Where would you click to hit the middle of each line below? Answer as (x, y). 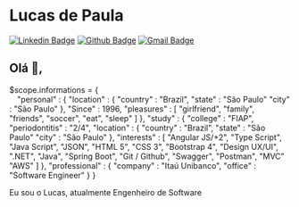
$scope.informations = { (54, 89)
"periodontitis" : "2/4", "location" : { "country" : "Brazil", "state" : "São (137, 128)
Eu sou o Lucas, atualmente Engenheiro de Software (106, 192)
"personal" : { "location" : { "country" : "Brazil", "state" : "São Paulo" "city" (154, 99)
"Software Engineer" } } (53, 175)
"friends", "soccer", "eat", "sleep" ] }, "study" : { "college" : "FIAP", (132, 118)
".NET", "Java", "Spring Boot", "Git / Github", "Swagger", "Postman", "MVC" (147, 156)
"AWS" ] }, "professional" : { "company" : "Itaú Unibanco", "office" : (133, 165)
